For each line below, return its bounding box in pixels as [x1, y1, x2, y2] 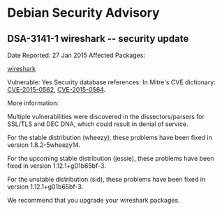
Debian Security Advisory [7, 5, 160, 21]
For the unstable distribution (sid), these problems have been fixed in [7, 175, 206, 183]
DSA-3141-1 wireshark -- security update [7, 33, 189, 45]
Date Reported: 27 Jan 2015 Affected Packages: [7, 51, 145, 59]
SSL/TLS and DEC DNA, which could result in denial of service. [7, 120, 188, 128]
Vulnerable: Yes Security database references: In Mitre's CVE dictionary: [7, 78, 216, 86]
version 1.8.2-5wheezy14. [7, 141, 81, 149]
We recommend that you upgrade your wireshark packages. [7, 196, 180, 204]
